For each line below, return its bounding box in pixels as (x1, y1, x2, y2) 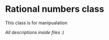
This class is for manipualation (5, 20, 68, 26)
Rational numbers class (5, 3, 105, 15)
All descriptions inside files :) (5, 29, 65, 35)
